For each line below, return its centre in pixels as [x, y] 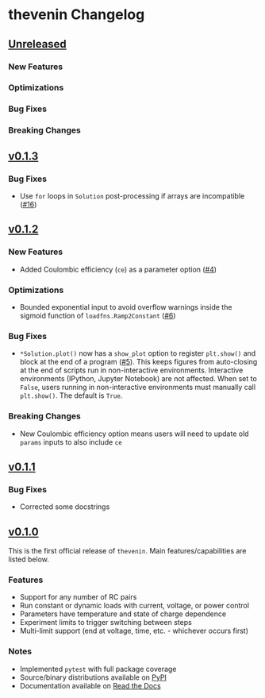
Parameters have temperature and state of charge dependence [123, 614]
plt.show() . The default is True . [71, 395]
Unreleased [38, 44]
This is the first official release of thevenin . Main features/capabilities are [128, 551]
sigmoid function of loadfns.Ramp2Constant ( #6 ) [98, 315]
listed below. [29, 559]
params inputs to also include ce [71, 442]
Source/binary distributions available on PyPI [93, 677]
